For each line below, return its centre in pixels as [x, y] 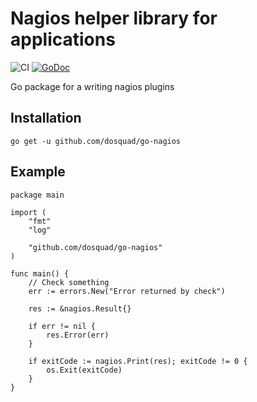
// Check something [69, 282]
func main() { [40, 273]
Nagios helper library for [114, 18]
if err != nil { [62, 326]
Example [38, 172]
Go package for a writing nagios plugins [92, 86]
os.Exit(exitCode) [84, 370]
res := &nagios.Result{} [80, 308]
